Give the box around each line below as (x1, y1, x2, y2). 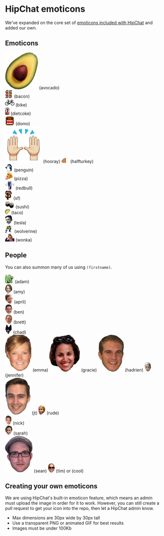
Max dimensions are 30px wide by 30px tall (12, 515, 100, 521)
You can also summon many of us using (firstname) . (5, 264, 112, 270)
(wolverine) (14, 228, 38, 234)
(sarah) (13, 430, 28, 436)
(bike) (15, 102, 27, 107)
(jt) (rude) (31, 410, 59, 416)
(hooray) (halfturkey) (43, 158, 94, 164)
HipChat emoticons (5, 3, 86, 15)
